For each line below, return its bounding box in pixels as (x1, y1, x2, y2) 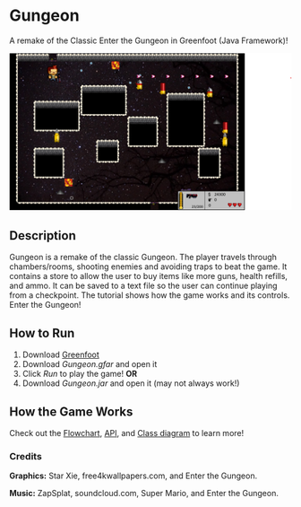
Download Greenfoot (21, 349, 100, 360)
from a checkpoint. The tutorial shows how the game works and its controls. (9, 290, 290, 301)
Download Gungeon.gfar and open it (21, 359, 158, 370)
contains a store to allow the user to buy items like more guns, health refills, (9, 271, 288, 282)
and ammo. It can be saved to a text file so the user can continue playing (9, 280, 278, 292)
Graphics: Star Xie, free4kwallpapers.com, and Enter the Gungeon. (9, 470, 258, 481)
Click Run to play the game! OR (21, 369, 137, 380)
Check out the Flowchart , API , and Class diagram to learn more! (9, 427, 245, 438)
